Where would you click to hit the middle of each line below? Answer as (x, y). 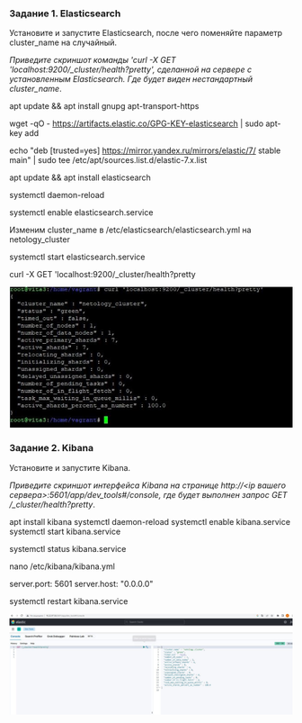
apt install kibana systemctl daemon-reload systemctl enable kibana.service (150, 521)
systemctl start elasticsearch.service (77, 257)
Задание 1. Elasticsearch (65, 14)
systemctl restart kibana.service (69, 601)
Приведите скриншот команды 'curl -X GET (93, 60)
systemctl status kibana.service (68, 548)
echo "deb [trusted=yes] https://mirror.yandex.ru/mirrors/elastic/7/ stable (145, 150)
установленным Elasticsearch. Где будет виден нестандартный (131, 79)
